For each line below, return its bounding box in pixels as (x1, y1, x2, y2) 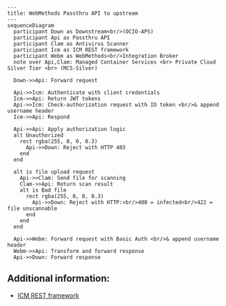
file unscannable (7, 205, 58, 212)
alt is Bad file (19, 187, 67, 194)
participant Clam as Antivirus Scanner (13, 40, 129, 47)
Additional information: (7, 273, 110, 284)
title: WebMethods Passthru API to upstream (7, 10, 138, 17)
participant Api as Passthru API (13, 34, 111, 41)
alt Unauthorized (13, 132, 64, 139)
